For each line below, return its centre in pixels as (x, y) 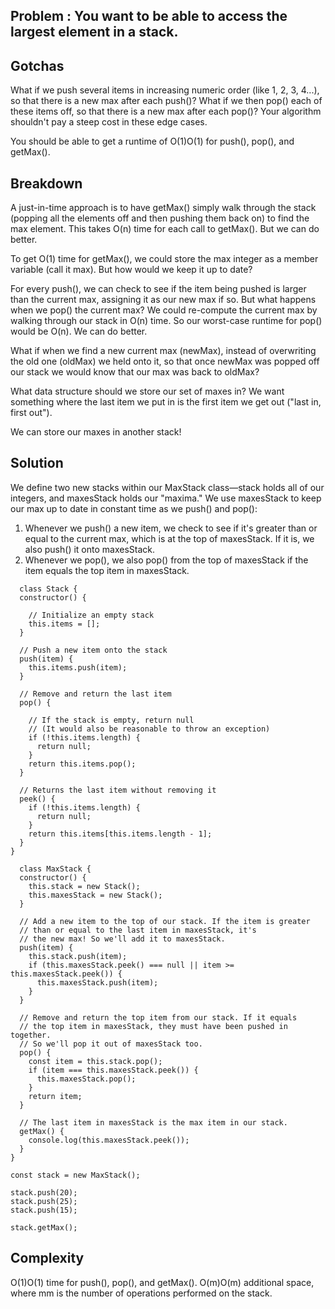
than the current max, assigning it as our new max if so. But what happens (163, 300)
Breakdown (46, 183)
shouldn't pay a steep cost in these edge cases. (109, 122)
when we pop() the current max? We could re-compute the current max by (164, 310)
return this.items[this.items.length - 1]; (120, 834)
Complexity (47, 1258)
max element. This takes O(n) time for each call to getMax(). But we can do (165, 229)
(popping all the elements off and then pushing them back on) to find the (160, 218)
